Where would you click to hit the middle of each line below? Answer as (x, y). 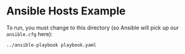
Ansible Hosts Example (66, 11)
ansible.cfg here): (30, 34)
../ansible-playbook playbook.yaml (51, 45)
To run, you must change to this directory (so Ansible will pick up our (92, 28)
